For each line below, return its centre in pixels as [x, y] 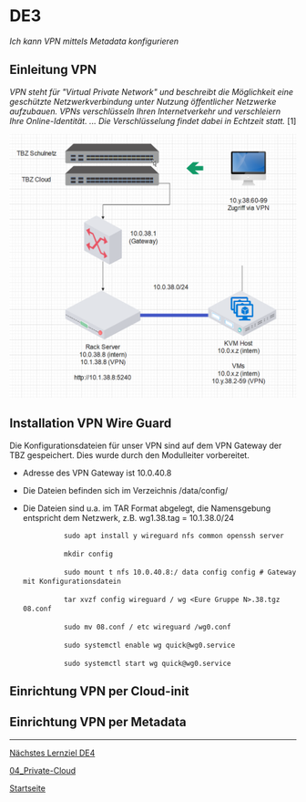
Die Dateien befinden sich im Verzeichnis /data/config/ [125, 490]
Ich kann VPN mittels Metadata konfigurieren [94, 41]
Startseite [27, 788]
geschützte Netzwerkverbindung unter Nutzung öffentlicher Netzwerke [143, 101]
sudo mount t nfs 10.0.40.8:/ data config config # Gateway [180, 572]
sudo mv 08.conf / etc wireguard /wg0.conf [147, 627]
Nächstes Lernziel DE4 [52, 753]
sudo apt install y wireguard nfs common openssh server [173, 536]
